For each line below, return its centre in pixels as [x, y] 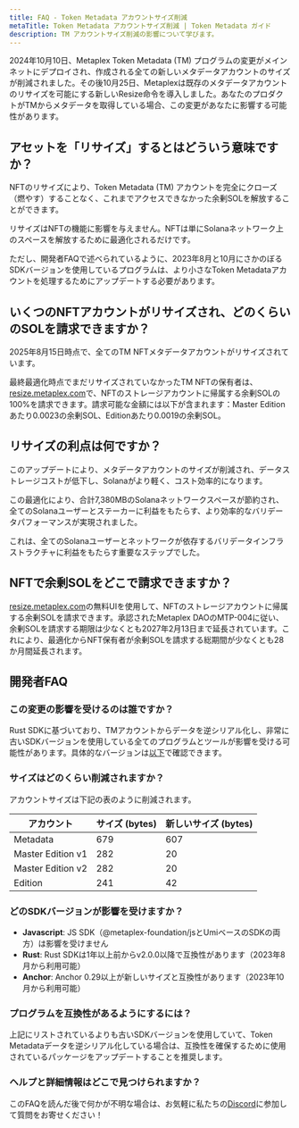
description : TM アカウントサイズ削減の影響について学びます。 [114, 34]
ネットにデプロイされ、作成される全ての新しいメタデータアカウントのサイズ [150, 71]
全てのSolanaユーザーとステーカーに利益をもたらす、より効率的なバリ [138, 511]
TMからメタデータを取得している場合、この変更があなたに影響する [148, 105]
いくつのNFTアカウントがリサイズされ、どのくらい [150, 312]
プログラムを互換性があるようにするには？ [100, 1013]
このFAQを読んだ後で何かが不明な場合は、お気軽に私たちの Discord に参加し [148, 1103]
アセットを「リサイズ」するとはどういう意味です [144, 147]
